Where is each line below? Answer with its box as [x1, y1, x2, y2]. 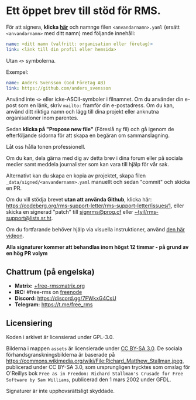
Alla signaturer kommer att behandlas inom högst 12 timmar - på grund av [6, 244, 189, 251]
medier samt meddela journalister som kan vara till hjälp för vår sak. [6, 161, 170, 168]
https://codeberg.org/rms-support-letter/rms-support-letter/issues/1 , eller [6, 202, 184, 209]
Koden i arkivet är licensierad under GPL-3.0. [6, 334, 114, 341]
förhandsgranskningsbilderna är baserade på [6, 351, 115, 358]
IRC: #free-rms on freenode [14, 289, 82, 296]
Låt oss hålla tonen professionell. [6, 143, 86, 151]
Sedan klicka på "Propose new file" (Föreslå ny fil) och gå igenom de [6, 126, 174, 133]
